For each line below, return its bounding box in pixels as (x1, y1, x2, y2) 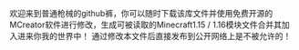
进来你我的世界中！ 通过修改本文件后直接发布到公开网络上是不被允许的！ (16, 31, 292, 41)
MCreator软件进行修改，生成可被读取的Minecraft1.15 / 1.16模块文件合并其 (9, 19, 283, 30)
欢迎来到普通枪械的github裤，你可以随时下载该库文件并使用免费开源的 (9, 8, 273, 18)
